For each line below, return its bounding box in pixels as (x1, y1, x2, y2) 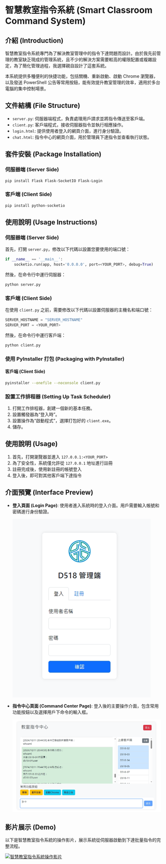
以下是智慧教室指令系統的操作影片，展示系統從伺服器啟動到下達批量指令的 (5, 837, 157, 843)
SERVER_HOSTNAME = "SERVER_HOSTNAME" (5, 317, 83, 322)
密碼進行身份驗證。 (12, 508, 52, 514)
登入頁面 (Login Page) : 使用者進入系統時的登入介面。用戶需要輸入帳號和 (12, 502, 160, 508)
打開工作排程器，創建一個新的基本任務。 (12, 406, 95, 411)
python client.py (5, 343, 41, 348)
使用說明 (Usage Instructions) (5, 218, 98, 226)
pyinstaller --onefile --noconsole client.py (5, 380, 100, 385)
